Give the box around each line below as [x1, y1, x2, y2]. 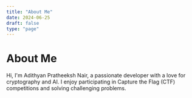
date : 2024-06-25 [6, 15, 50, 21]
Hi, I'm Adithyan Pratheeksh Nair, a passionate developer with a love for [6, 72, 186, 79]
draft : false [6, 20, 39, 26]
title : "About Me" [6, 8, 53, 15]
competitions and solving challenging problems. [6, 85, 126, 92]
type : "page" [6, 25, 39, 32]
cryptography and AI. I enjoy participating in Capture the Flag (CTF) [6, 78, 176, 85]
